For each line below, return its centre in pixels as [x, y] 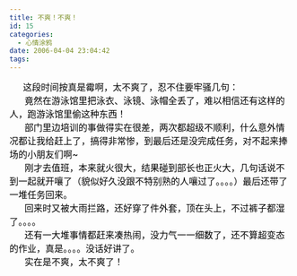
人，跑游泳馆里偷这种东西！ [68, 114]
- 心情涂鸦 [35, 43]
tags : [19, 59]
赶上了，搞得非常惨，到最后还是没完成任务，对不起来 [167, 141]
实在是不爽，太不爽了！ [74, 262]
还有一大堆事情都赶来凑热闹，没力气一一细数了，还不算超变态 [155, 235]
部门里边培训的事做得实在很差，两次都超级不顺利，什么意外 [150, 128]
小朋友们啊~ [53, 155]
